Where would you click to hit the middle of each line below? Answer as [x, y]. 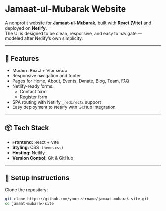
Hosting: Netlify [29, 153]
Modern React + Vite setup [40, 70]
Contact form [33, 91]
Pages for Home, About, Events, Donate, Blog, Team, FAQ [71, 81]
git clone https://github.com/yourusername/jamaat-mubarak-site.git [77, 199]
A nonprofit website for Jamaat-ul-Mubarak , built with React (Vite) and [78, 23]
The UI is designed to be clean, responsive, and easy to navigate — [74, 33]
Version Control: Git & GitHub [42, 158]
